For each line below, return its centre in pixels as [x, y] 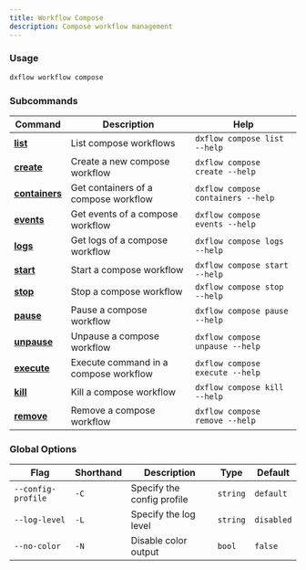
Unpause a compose [115, 336]
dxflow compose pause [241, 311]
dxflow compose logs [239, 241]
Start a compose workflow [127, 269]
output [145, 552]
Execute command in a [119, 362]
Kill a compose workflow [123, 392]
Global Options [43, 449]
